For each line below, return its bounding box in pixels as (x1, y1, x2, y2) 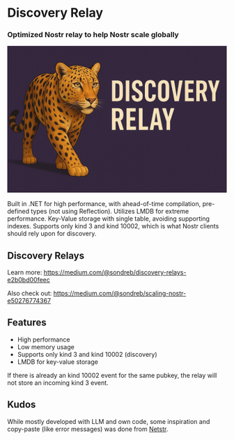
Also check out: (7, 288, 52, 298)
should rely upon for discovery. (7, 229, 97, 238)
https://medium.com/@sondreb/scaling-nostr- (53, 288, 187, 298)
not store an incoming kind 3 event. (7, 379, 109, 387)
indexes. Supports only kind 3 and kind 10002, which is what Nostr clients (7, 222, 219, 230)
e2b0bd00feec (7, 275, 51, 284)
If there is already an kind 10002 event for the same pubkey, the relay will (7, 371, 217, 379)
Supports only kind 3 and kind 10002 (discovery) (17, 350, 158, 358)
